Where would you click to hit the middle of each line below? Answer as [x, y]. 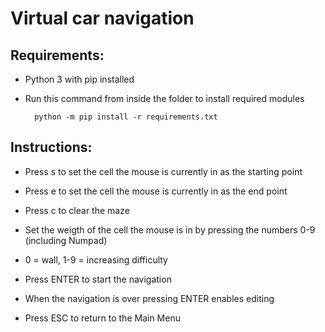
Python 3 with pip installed [79, 79]
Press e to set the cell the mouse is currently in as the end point [156, 191]
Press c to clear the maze [77, 210]
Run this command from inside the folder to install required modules [164, 98]
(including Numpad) [66, 240]
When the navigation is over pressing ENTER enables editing [149, 298]
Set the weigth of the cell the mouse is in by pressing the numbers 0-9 [170, 229]
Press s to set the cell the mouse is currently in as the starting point [163, 171]
